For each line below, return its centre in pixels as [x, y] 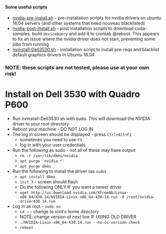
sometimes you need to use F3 [51, 140]
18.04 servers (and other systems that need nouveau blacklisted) [79, 23]
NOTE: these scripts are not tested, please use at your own [77, 68]
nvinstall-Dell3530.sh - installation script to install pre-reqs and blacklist [86, 50]
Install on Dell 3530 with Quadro [73, 94]
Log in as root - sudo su [36, 206]
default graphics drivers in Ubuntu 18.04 [54, 55]
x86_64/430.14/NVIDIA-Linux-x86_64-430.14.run [69, 197]
